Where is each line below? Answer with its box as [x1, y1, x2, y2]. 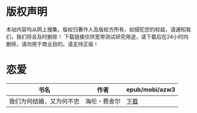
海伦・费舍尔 [85, 97, 121, 105]
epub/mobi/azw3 [126, 85, 176, 94]
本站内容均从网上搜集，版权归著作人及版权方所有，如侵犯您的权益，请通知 [6, 26, 186, 33]
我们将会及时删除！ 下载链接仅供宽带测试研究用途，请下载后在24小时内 [16, 33, 189, 40]
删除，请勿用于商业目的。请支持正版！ [6, 40, 98, 47]
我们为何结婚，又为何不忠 [9, 97, 80, 105]
